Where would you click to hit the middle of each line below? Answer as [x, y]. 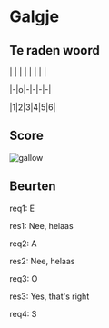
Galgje [35, 17]
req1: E [22, 208]
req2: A [23, 244]
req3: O [24, 278]
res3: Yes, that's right [50, 296]
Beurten [33, 187]
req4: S [23, 313]
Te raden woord [54, 50]
